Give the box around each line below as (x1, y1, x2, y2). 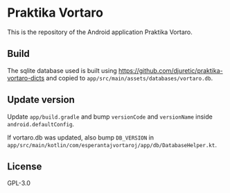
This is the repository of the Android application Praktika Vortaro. (7, 28, 193, 36)
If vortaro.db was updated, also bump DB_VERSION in (7, 133, 154, 142)
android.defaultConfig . (7, 119, 75, 128)
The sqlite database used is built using (7, 66, 118, 74)
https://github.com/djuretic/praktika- (118, 66, 223, 74)
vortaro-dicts (7, 74, 45, 82)
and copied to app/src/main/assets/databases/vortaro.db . (46, 74, 213, 82)
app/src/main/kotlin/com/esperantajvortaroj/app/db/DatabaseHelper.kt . (7, 140, 217, 149)
